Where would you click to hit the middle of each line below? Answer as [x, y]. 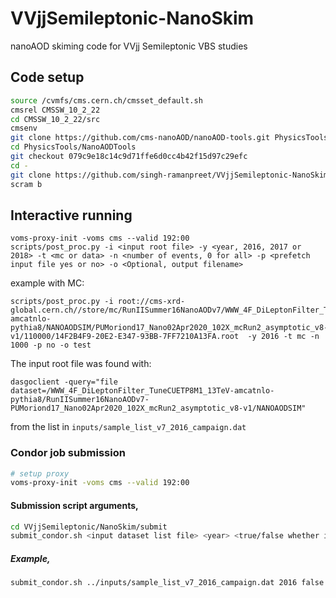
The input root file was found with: [81, 364]
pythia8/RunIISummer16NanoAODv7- [80, 400]
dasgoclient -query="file [64, 382]
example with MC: [47, 283]
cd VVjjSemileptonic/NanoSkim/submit [89, 527]
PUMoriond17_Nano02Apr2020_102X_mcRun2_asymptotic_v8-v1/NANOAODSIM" [158, 408]
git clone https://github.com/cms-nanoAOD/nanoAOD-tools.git [140, 138]
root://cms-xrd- [151, 302]
